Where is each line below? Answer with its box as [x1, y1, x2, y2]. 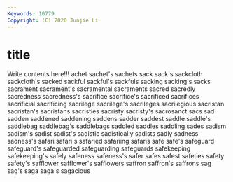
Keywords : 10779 [7, 10, 55, 17]
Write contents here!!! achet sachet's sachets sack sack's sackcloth [7, 70, 203, 78]
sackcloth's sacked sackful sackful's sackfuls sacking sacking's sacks [7, 78, 211, 86]
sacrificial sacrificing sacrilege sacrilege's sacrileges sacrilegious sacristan [7, 99, 225, 108]
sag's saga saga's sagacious [7, 167, 91, 175]
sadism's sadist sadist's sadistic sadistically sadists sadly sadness [7, 129, 199, 138]
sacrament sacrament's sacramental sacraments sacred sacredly [7, 85, 196, 93]
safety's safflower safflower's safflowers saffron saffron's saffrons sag [7, 159, 211, 168]
